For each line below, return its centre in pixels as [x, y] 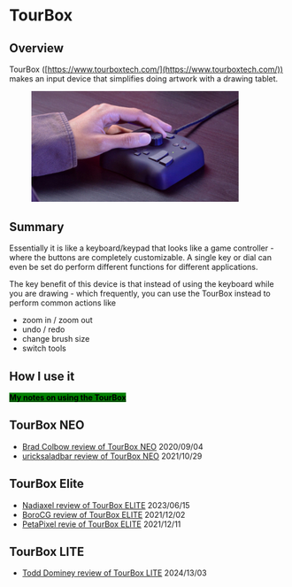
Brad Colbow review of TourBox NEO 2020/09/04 [112, 446]
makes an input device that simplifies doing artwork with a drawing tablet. [144, 79]
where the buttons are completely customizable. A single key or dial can [141, 258]
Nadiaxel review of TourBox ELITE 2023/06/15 [106, 505]
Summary [37, 227]
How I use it [42, 376]
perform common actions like [63, 303]
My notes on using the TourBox [68, 397]
